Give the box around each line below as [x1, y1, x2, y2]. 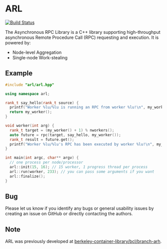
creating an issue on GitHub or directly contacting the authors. [5, 211, 133, 217]
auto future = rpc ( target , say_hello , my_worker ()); [9, 132, 121, 137]
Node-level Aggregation [12, 49, 62, 55]
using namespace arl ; [5, 91, 50, 96]
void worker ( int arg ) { [5, 123, 55, 128]
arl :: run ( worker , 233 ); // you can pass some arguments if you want [9, 169, 155, 174]
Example [5, 69, 33, 78]
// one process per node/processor [9, 160, 83, 165]
